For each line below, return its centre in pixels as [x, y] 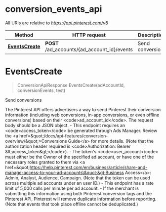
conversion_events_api [54, 9]
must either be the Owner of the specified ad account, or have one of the [80, 157]
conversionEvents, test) [41, 90]
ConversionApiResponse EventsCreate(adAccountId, [71, 85]
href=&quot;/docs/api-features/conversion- [64, 136]
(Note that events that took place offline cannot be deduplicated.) [72, 204]
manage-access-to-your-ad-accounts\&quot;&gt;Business [65, 172]
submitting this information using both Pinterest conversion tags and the [79, 193]
